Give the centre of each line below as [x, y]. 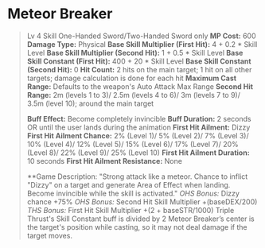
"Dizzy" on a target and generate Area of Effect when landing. [129, 184]
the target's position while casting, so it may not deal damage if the [137, 227]
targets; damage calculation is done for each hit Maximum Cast [131, 78]
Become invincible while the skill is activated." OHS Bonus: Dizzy [133, 193]
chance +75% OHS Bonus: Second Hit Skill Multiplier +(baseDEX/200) [142, 201]
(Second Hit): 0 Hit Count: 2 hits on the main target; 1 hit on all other [139, 69]
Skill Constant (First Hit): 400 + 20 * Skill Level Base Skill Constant [139, 61]
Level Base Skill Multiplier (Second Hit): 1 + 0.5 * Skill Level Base [135, 52]
